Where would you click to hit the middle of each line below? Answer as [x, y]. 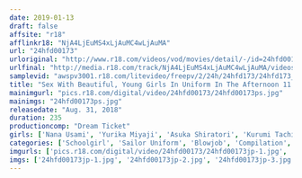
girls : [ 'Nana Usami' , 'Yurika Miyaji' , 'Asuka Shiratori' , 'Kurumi [140, 135]
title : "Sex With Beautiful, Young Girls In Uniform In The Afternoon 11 [151, 85]
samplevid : [30, 76]
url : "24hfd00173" [44, 51]
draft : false [34, 26]
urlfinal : [28, 68]
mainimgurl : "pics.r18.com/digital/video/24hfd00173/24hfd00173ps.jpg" [146, 93]
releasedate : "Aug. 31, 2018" [66, 110]
